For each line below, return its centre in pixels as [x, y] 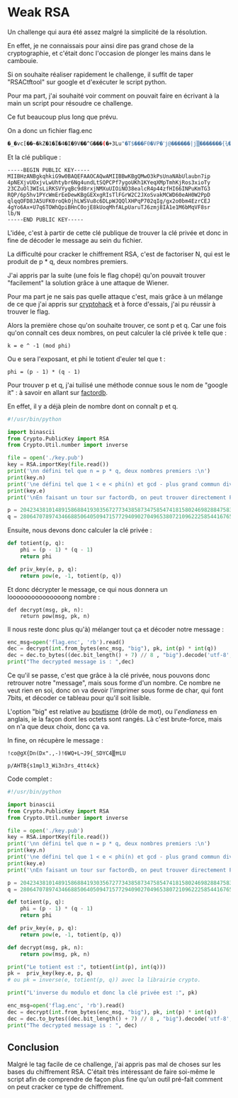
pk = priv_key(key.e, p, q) [50, 973]
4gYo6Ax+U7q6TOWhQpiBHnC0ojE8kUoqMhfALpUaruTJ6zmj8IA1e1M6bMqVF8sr [109, 207]
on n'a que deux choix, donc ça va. [58, 727]
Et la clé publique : [34, 157]
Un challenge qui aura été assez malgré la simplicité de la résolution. [107, 32]
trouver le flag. [29, 311]
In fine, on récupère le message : [56, 740]
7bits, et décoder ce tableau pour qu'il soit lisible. [79, 698]
